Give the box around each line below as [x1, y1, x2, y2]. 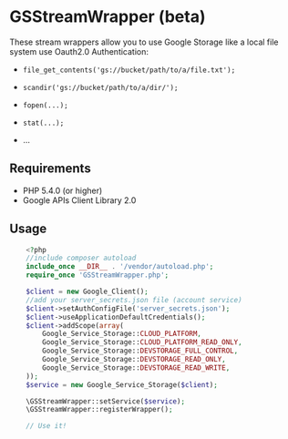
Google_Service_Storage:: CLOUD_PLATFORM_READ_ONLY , [42, 338, 243, 347]
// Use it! [26, 422, 67, 431]
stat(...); [22, 118, 65, 128]
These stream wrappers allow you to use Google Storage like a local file [9, 36, 279, 47]
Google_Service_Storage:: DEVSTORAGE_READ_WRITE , [42, 362, 231, 373]
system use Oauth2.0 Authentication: [9, 46, 149, 56]
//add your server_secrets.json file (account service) [26, 295, 243, 304]
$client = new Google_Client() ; [26, 287, 149, 297]
